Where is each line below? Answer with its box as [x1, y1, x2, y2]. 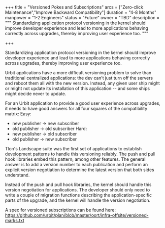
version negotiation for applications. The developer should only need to [5, 187, 150, 192]
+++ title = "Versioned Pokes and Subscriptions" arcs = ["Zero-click [5, 4, 144, 10]
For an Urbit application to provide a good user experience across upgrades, [5, 100, 161, 106]
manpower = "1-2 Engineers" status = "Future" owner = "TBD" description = [5, 15, 160, 20]
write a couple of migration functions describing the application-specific [5, 192, 152, 198]
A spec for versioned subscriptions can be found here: [5, 207, 116, 213]
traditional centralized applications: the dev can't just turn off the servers [5, 75, 153, 81]
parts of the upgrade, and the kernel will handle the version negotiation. [5, 197, 151, 203]
